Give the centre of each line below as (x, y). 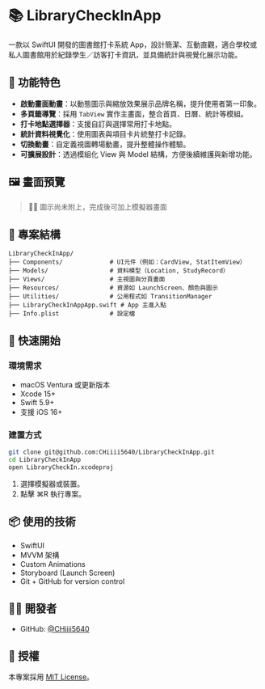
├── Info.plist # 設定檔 (72, 314)
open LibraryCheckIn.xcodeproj (61, 467)
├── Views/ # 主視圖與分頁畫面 (87, 280)
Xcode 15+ (38, 394)
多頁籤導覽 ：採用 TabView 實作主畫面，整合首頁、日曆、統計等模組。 (134, 113)
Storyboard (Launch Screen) (67, 573)
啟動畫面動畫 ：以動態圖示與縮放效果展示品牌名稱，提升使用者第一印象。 (140, 104)
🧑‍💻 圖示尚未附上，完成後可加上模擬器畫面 (98, 206)
